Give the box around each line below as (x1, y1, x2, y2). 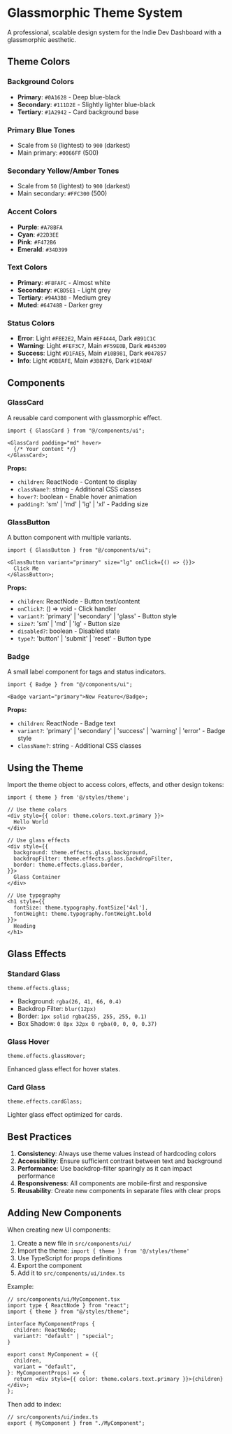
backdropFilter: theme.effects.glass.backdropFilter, (13, 856, 173, 863)
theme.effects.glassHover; (7, 1052, 86, 1060)
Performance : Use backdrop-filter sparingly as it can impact (17, 1164, 192, 1173)
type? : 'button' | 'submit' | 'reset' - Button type (17, 634, 152, 643)
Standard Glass (7, 968, 61, 978)
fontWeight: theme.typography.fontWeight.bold (13, 910, 152, 918)
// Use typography (7, 892, 61, 899)
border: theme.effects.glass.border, (13, 861, 124, 869)
